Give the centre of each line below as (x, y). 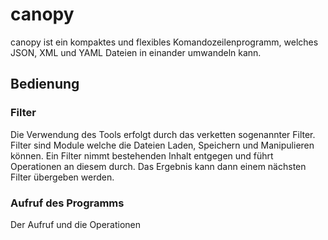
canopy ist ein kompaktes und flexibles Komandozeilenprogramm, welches (164, 42)
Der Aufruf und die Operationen (76, 224)
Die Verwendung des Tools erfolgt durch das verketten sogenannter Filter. (163, 134)
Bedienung (45, 84)
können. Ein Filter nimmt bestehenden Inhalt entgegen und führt (142, 155)
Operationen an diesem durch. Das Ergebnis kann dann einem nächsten (158, 166)
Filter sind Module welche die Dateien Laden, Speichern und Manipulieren (162, 145)
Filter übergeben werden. (62, 177)
